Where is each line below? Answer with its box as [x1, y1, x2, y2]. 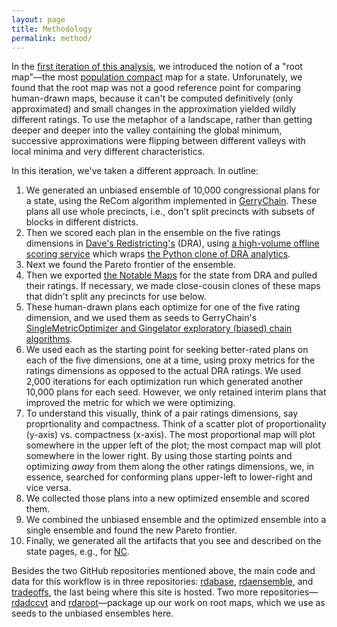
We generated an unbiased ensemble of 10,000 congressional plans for [25, 184, 321, 196]
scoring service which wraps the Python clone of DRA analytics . [25, 248, 291, 260]
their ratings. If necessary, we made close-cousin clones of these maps [25, 280, 321, 292]
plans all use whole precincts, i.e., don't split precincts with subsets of [25, 206, 316, 218]
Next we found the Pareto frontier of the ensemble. [25, 259, 236, 271]
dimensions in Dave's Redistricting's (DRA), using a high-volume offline [25, 237, 320, 250]
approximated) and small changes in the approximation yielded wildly [11, 103, 297, 115]
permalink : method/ [11, 33, 93, 43]
